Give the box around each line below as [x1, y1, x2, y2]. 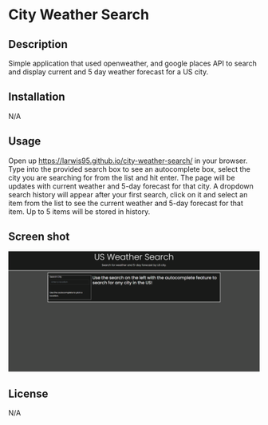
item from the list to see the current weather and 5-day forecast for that [8, 198, 243, 208]
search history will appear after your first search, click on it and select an [8, 189, 248, 199]
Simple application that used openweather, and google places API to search [8, 58, 258, 68]
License [8, 387, 49, 401]
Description [8, 38, 68, 51]
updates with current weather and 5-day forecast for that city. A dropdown [8, 181, 254, 191]
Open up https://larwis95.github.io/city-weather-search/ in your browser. [8, 156, 248, 165]
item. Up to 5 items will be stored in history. [8, 206, 151, 216]
